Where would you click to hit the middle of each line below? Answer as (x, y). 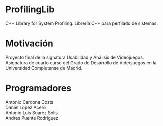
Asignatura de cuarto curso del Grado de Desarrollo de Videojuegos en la (81, 62)
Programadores (38, 88)
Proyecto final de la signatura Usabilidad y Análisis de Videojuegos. (75, 57)
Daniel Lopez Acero (26, 107)
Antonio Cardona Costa (29, 102)
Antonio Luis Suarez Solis (32, 113)
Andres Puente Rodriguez (32, 118)
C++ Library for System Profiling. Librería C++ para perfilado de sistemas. (81, 23)
